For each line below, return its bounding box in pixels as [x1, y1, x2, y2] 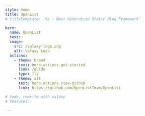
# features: [5, 99, 30, 104]
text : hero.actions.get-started [18, 62, 85, 67]
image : [9, 39, 23, 45]
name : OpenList [9, 30, 41, 35]
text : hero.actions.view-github [18, 81, 85, 86]
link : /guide [18, 67, 46, 72]
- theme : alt [14, 76, 41, 81]
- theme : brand [14, 58, 46, 62]
